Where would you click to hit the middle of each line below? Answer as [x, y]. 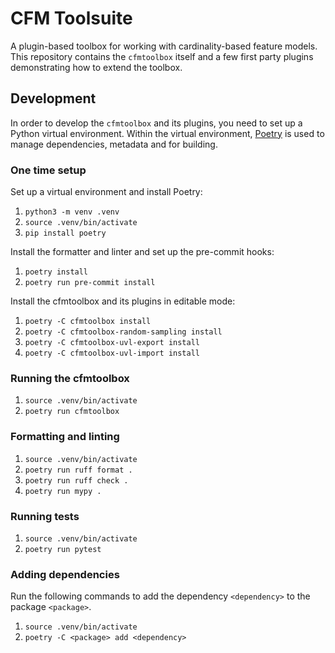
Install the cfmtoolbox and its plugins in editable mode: [123, 301]
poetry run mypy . [63, 491]
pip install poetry [65, 233]
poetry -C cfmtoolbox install [88, 322]
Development [53, 98]
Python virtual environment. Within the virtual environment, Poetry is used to [167, 133]
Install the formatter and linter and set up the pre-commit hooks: [142, 252]
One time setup [48, 170]
